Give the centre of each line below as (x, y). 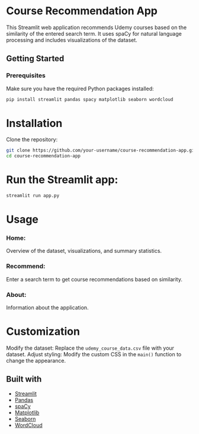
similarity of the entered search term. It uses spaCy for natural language (94, 33)
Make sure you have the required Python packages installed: (80, 88)
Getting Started (35, 58)
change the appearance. (36, 361)
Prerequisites (26, 75)
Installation (34, 123)
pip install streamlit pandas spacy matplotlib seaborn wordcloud (90, 99)
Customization (43, 332)
